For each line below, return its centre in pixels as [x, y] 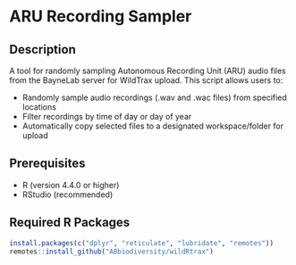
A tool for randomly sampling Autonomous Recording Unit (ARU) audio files [148, 70]
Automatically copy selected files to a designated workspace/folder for [153, 126]
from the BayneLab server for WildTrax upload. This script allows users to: [146, 80]
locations [39, 107]
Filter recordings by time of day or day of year [107, 116]
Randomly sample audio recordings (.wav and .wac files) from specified [155, 97]
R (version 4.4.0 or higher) [71, 185]
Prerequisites [47, 164]
